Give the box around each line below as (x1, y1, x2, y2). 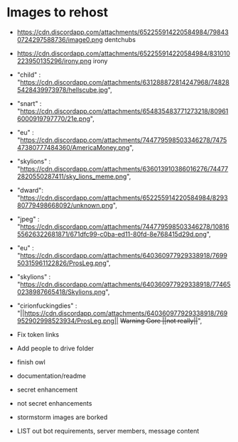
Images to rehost (6, 4, 109, 21)
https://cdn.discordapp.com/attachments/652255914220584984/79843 (16, 28, 229, 36)
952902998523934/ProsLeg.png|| (16, 316, 119, 325)
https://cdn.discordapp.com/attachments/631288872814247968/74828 (20, 77, 230, 86)
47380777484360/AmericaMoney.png (16, 143, 130, 151)
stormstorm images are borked (16, 413, 108, 421)
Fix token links (16, 330, 60, 338)
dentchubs (104, 35, 136, 43)
